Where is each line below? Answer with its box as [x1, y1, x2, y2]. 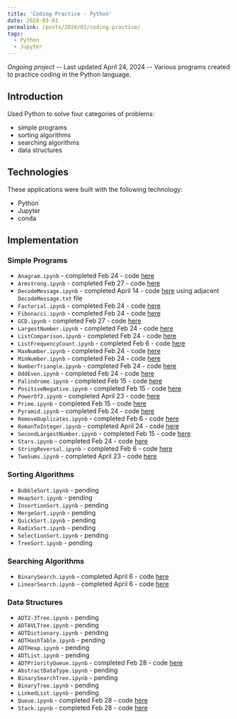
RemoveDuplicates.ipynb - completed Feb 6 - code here [17, 415, 179, 423]
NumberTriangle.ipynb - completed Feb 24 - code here [17, 362, 177, 370]
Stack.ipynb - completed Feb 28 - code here [17, 703, 149, 712]
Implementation [7, 234, 79, 246]
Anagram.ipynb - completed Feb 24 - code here [17, 272, 154, 280]
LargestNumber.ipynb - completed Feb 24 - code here [17, 324, 173, 333]
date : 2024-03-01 [7, 17, 59, 24]
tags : [7, 30, 23, 38]
